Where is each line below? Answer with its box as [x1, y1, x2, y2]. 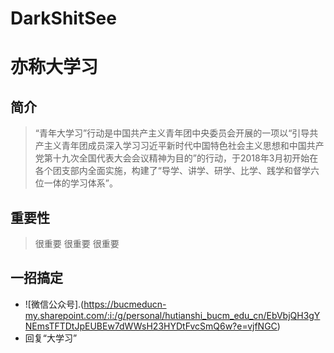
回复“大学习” [24, 332, 78, 344]
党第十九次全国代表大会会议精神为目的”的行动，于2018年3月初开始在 [34, 152, 319, 164]
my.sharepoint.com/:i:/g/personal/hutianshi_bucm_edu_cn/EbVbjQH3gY [24, 309, 321, 321]
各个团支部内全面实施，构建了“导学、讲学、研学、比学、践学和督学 [34, 165, 311, 177]
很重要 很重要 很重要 [34, 238, 120, 249]
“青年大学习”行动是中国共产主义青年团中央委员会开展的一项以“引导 [34, 127, 310, 139]
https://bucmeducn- [83, 298, 167, 310]
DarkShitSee [10, 7, 117, 30]
